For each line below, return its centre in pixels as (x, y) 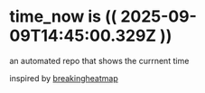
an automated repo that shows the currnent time (99, 60)
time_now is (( (63, 17)
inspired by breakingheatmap (64, 78)
